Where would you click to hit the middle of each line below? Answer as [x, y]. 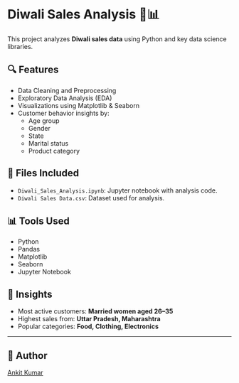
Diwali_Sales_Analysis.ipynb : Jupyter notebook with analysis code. [118, 190]
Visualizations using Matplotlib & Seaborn [79, 105]
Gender [39, 128]
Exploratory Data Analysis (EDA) [65, 98]
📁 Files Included [43, 173]
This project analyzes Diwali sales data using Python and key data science [117, 39]
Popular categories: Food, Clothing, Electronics [88, 327]
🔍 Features [33, 70]
